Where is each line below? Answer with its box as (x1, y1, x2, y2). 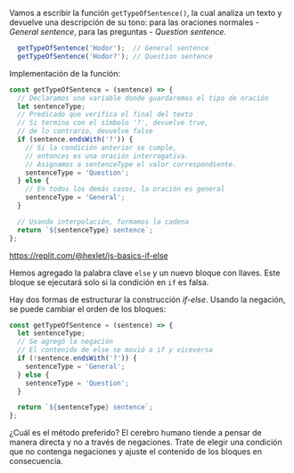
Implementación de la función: (9, 68, 121, 78)
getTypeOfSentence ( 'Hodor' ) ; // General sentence (17, 44, 209, 53)
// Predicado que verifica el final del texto (17, 110, 193, 119)
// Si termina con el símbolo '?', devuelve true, (17, 118, 209, 127)
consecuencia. (9, 456, 64, 467)
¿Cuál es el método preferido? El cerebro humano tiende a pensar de (9, 428, 262, 438)
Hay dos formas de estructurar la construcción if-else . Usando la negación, (9, 294, 286, 305)
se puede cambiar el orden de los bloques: (9, 303, 167, 314)
